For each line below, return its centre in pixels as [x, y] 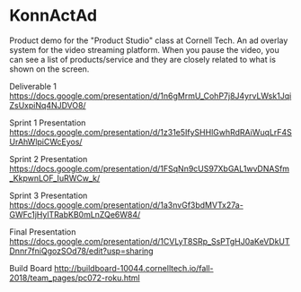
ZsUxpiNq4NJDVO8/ [48, 105]
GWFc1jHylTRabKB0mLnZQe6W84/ [75, 214]
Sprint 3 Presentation [49, 195]
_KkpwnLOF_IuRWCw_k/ [55, 178]
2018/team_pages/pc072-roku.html [75, 278]
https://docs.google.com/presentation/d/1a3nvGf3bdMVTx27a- [127, 205]
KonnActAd [53, 16]
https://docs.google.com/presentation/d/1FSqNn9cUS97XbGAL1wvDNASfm [150, 168]
